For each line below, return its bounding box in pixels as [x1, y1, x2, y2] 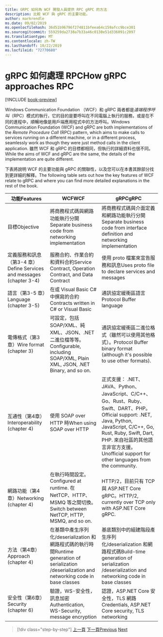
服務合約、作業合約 [50, 251, 94, 258]
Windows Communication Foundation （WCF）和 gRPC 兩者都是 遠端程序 [5, 107, 151, 113]
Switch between [50, 505, 87, 512]
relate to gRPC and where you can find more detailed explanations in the [5, 178, 150, 184]
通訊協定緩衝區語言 [101, 290, 146, 297]
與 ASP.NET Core [101, 485, 141, 492]
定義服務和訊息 [7, 251, 42, 258]
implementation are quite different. [5, 156, 74, 162]
